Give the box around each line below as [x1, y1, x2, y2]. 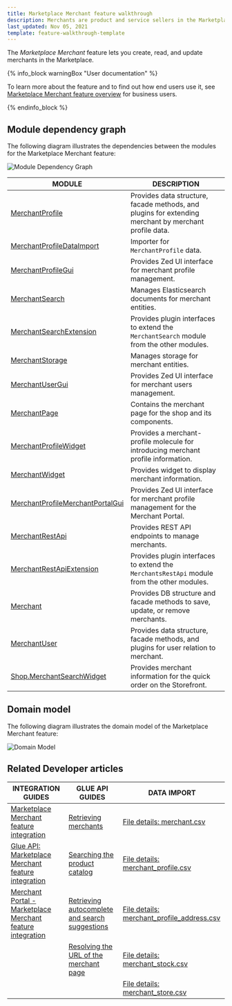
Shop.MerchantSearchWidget [10, 671, 107, 681]
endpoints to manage [130, 531, 200, 541]
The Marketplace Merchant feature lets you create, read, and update [7, 48, 203, 57]
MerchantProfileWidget [10, 441, 86, 451]
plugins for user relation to [130, 643, 216, 653]
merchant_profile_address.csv [122, 912, 221, 922]
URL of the [68, 950, 104, 960]
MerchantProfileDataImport [10, 241, 99, 251]
